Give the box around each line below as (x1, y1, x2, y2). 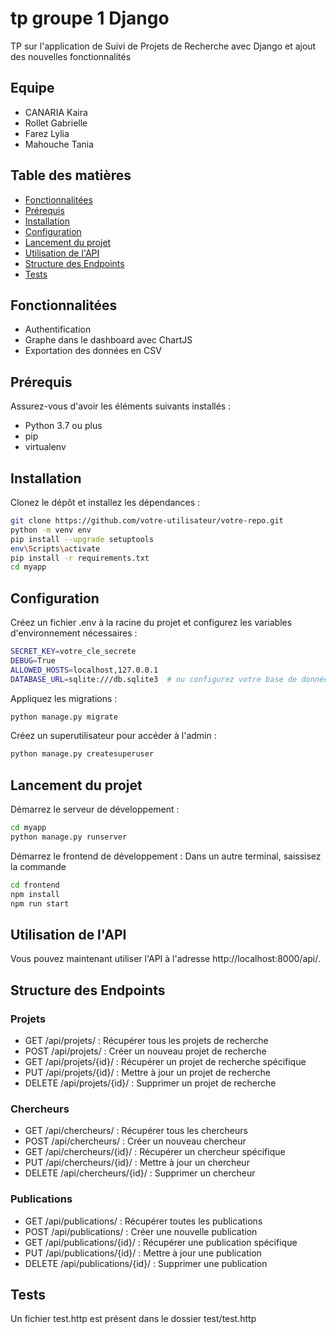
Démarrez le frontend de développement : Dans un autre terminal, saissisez (10, 850, 322, 862)
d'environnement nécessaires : (10, 627, 138, 639)
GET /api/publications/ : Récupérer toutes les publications (24, 1215, 263, 1227)
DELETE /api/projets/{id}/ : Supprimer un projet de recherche (24, 1077, 277, 1089)
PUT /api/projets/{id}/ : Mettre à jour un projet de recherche (24, 1067, 271, 1078)
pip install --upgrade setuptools (10, 534, 155, 544)
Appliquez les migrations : (10, 692, 118, 704)
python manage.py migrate (10, 712, 118, 722)
